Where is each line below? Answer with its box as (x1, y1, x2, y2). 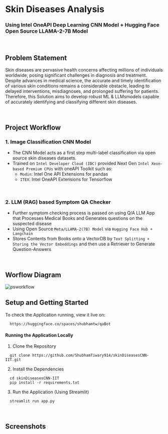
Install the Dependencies (12, 366, 64, 372)
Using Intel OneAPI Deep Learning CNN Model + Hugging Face (5, 22, 159, 29)
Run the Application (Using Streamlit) (12, 389, 89, 395)
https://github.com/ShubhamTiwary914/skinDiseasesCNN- (32, 353, 149, 358)
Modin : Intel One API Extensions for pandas (20, 171, 108, 177)
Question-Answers (12, 246, 52, 252)
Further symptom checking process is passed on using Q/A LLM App (12, 210, 155, 216)
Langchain (12, 231, 34, 236)
